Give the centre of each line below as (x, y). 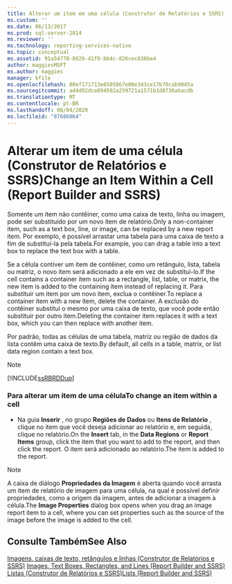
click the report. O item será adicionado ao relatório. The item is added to (121, 449)
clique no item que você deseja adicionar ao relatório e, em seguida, (115, 427)
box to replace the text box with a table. (64, 250)
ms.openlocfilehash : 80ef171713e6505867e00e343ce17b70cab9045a (100, 84)
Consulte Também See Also (67, 541)
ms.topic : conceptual (38, 53)
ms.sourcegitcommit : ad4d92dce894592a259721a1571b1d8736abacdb (100, 91)
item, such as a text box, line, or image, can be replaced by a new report (110, 228)
